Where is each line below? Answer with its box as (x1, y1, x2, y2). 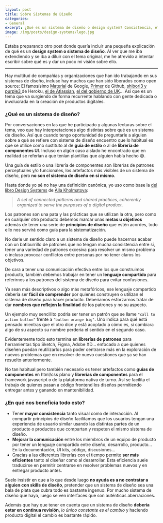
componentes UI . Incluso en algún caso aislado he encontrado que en (5, 148, 146, 154)
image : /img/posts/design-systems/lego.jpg (5, 30, 95, 35)
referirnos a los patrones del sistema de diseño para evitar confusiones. (5, 277, 149, 283)
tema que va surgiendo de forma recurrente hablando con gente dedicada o (5, 94, 157, 99)
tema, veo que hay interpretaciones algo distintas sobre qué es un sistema (5, 127, 154, 133)
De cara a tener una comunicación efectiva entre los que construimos (5, 267, 145, 272)
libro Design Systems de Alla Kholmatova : (5, 187, 88, 193)
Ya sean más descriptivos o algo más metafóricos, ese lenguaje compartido (5, 286, 157, 292)
